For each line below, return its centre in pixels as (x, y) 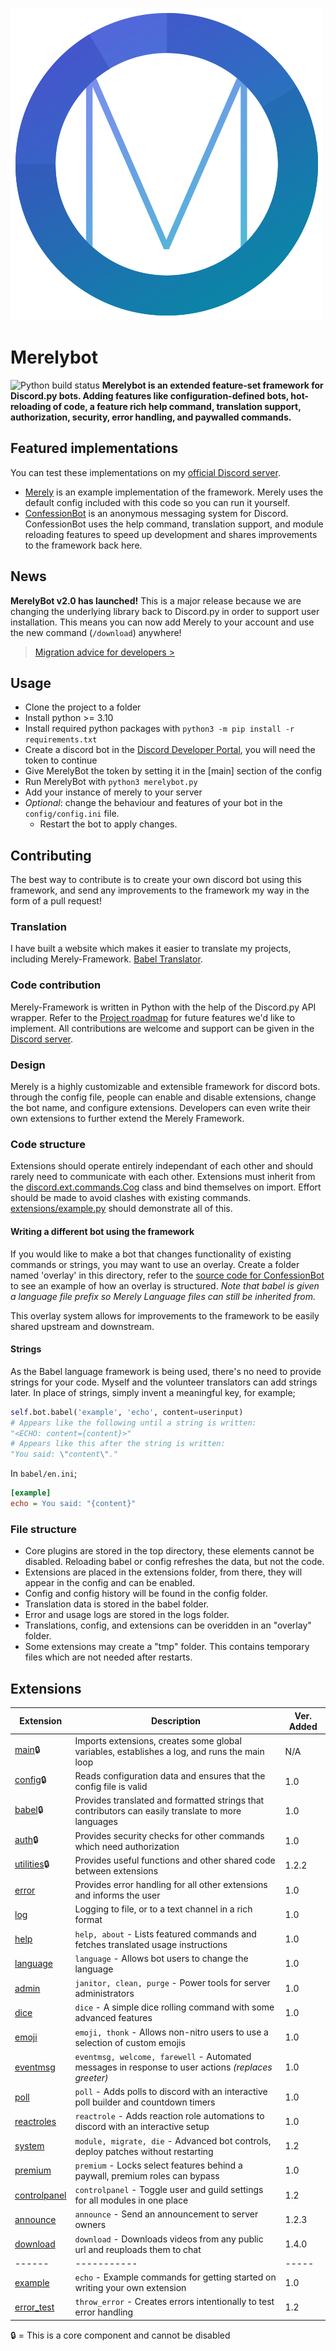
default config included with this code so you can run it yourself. (157, 502)
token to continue (61, 760)
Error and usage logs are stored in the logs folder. (127, 1615)
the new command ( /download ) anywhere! (96, 632)
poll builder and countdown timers (145, 2102)
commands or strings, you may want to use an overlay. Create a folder (155, 1264)
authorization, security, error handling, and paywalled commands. (151, 417)
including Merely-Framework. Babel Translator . (106, 959)
